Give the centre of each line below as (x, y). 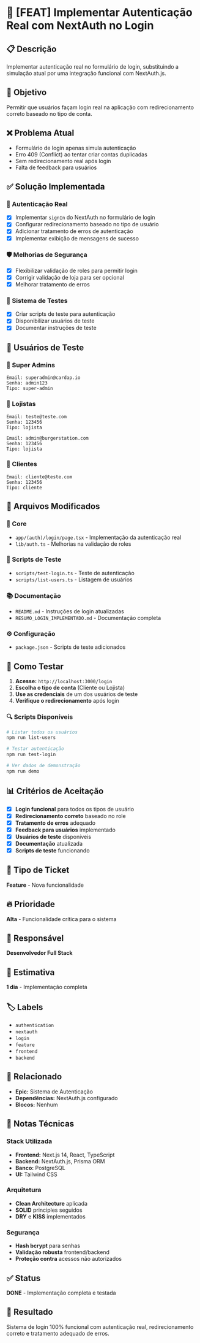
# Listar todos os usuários (42, 732)
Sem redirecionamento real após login (63, 161)
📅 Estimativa (31, 972)
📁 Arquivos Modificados (53, 506)
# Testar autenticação (35, 749)
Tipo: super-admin (30, 389)
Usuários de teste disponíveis (53, 836)
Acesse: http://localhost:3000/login (64, 681)
